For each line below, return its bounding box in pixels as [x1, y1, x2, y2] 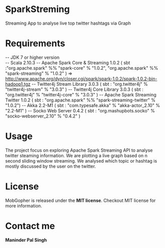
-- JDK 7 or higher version [5, 54, 60, 60]
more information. [5, 202, 42, 209]
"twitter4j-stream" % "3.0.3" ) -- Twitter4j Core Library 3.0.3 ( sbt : [5, 86, 143, 92]
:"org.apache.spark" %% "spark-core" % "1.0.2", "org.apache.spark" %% [5, 65, 158, 71]
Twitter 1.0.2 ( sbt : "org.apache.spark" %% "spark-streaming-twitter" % [5, 97, 156, 103]
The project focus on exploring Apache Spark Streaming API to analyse [5, 147, 153, 153]
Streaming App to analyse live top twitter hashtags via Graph [5, 20, 131, 26]
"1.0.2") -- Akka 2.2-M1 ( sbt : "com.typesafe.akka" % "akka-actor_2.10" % [5, 102, 160, 108]
